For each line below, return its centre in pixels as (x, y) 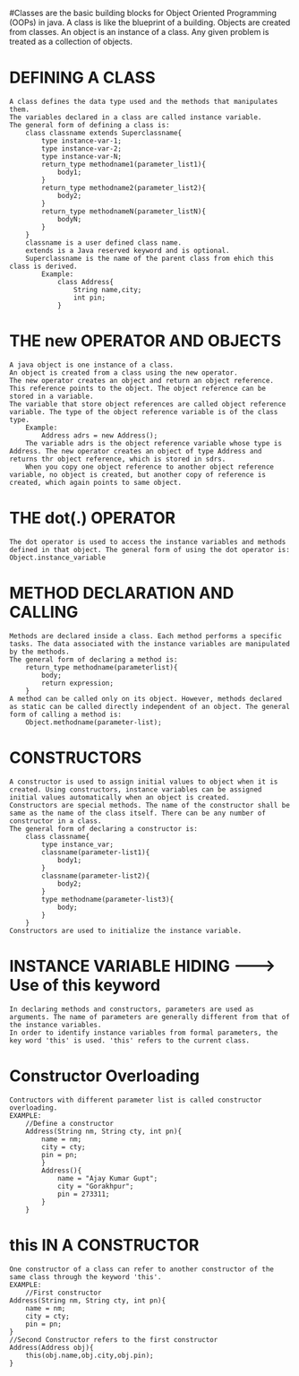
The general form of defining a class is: (90, 125)
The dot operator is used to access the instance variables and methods (148, 541)
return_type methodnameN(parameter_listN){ (124, 211)
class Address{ (85, 281)
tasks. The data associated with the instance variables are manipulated (150, 644)
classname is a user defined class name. (103, 242)
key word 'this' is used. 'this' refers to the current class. (130, 1040)
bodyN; (69, 219)
